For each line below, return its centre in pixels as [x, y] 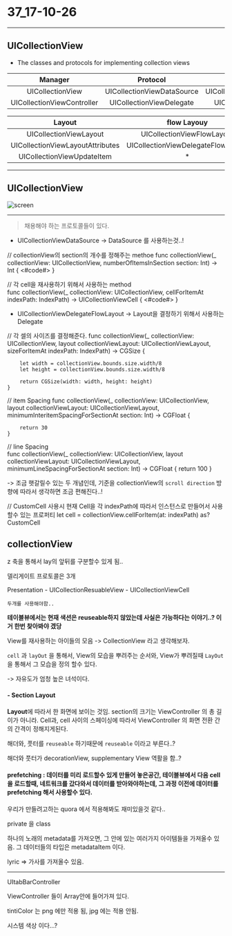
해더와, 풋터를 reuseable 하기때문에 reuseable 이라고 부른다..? [91, 743]
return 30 [34, 428]
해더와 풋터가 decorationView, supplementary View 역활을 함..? [94, 758]
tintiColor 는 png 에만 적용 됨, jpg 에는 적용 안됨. [73, 910]
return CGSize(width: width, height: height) [86, 381]
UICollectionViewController [55, 102]
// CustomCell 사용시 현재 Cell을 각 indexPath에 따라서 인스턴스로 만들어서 [109, 506]
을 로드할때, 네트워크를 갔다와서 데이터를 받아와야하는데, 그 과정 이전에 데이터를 [113, 783]
